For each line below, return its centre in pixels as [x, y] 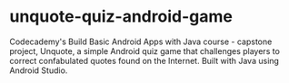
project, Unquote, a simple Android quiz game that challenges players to [144, 51]
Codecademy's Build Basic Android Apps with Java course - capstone [141, 41]
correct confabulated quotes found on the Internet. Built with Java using [144, 60]
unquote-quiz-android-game [121, 17]
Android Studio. [39, 70]
